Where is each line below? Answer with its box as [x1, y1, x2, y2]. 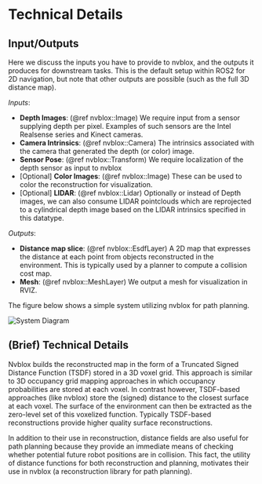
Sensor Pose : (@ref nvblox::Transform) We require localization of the [19, 155, 244, 164]
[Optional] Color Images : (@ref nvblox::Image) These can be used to [19, 171, 242, 181]
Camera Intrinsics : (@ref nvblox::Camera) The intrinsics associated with [19, 138, 255, 147]
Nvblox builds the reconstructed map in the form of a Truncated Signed [8, 359, 239, 368]
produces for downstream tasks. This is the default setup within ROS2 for [8, 66, 246, 75]
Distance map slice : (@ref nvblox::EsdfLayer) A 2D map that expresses [19, 244, 251, 253]
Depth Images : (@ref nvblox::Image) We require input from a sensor [19, 113, 241, 123]
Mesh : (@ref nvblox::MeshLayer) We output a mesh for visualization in [19, 277, 248, 286]
